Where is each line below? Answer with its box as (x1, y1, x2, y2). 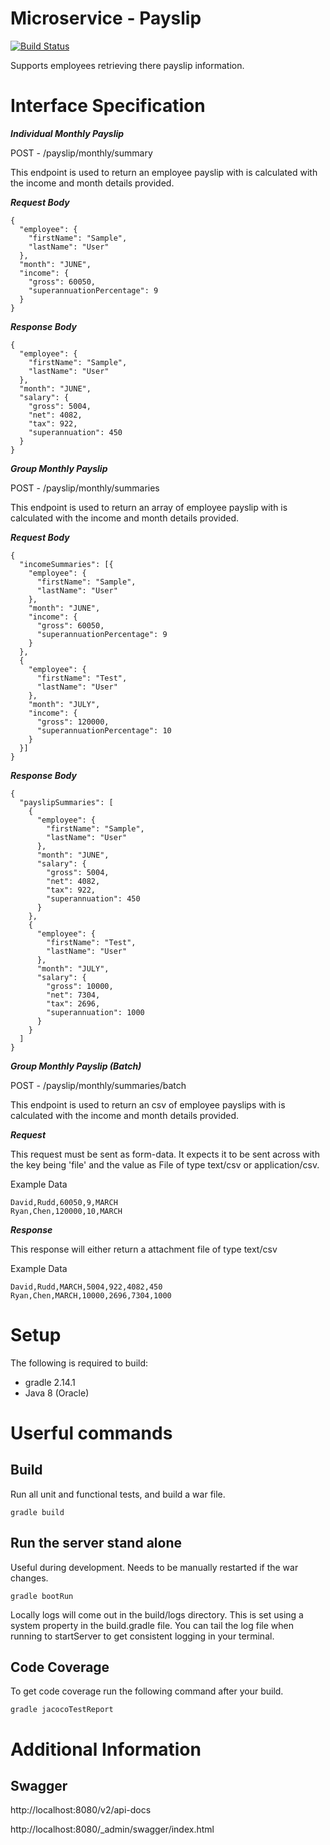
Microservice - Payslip (10, 7, 202, 30)
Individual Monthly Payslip (10, 127, 125, 139)
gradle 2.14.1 (24, 1376, 76, 1388)
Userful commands (10, 1422, 173, 1444)
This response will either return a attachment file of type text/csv (10, 1243, 278, 1255)
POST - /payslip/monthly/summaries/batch (10, 1079, 187, 1091)
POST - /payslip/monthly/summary (10, 147, 153, 159)
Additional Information (10, 1738, 202, 1761)
